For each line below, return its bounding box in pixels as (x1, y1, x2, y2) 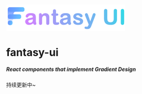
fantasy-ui (6, 46, 59, 59)
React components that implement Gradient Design (6, 66, 136, 73)
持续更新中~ (6, 82, 36, 89)
